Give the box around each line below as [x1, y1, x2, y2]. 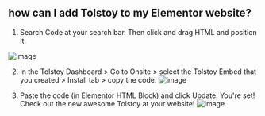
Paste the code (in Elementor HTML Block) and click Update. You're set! [19, 91, 255, 100]
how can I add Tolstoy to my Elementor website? [8, 6, 252, 20]
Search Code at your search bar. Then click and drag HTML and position [19, 27, 257, 37]
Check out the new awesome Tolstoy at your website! [19, 99, 195, 108]
